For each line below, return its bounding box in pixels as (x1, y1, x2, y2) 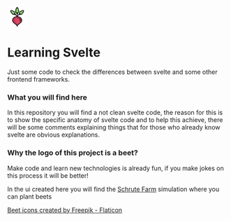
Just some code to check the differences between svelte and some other (7, 68, 218, 76)
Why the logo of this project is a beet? (7, 148, 138, 158)
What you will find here (7, 92, 87, 102)
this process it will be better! (7, 171, 89, 180)
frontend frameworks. (7, 75, 70, 83)
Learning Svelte (7, 45, 101, 61)
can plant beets (7, 192, 52, 201)
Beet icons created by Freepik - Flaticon (7, 206, 123, 214)
